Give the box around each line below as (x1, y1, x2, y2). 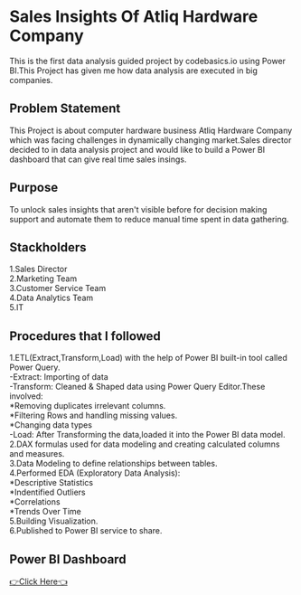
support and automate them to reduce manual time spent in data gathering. (9, 213, 289, 224)
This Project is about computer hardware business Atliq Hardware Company (9, 125, 293, 136)
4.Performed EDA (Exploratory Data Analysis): (9, 467, 181, 478)
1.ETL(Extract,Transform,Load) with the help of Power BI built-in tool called (9, 353, 287, 364)
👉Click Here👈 (9, 576, 68, 587)
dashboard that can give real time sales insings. (9, 154, 187, 165)
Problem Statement (9, 101, 121, 117)
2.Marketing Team (9, 273, 78, 284)
